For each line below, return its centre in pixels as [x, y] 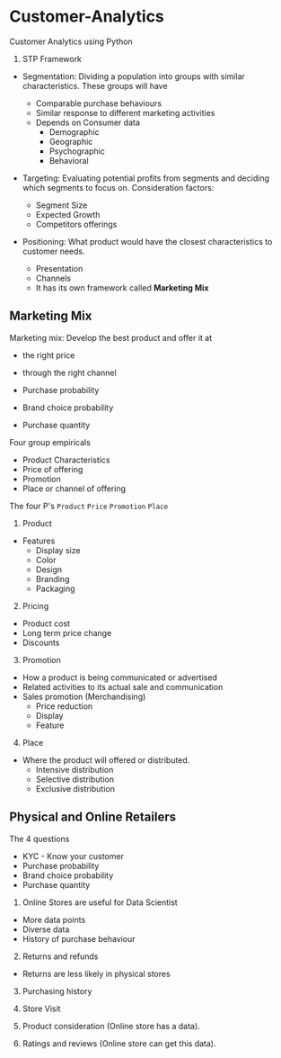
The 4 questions [40, 838]
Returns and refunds [60, 956]
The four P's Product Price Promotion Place [89, 506]
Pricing [35, 605]
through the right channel [69, 372]
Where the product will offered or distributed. [106, 760]
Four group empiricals [50, 442]
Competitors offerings [76, 224]
